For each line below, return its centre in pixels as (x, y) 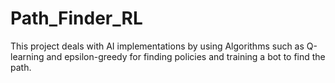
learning (27, 56)
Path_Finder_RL (76, 18)
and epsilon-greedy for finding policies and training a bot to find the (186, 56)
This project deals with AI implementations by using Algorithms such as (157, 46)
